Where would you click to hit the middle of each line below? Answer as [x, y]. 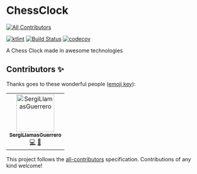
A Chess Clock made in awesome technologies [65, 50]
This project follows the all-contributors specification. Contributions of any [99, 159]
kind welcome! [24, 166]
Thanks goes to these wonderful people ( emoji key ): [71, 84]
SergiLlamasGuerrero [36, 135]
